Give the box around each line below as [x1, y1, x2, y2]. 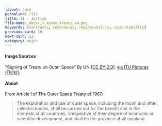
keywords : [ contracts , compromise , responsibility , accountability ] [5, 25, 146, 30]
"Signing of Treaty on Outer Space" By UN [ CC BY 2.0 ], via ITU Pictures [5, 64, 149, 70]
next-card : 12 [5, 34, 34, 39]
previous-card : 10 [5, 29, 42, 34]
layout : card [5, 7, 32, 12]
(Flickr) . [5, 69, 21, 75]
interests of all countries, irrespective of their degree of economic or [16, 111, 154, 116]
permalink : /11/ [5, 12, 38, 16]
